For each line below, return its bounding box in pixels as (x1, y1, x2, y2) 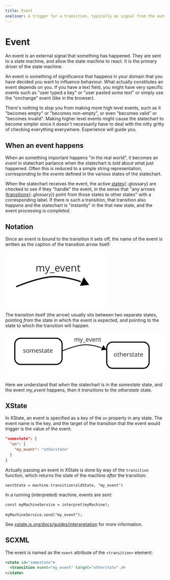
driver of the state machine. (5, 63, 63, 70)
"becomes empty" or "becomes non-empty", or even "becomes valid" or (5, 110, 157, 116)
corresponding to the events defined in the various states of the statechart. (5, 171, 162, 177)
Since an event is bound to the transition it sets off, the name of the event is (5, 236, 163, 242)
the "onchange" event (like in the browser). (5, 95, 95, 101)
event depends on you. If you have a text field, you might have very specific (5, 84, 163, 90)
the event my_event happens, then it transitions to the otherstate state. (5, 386, 153, 393)
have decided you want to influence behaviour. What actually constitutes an (5, 79, 163, 85)
